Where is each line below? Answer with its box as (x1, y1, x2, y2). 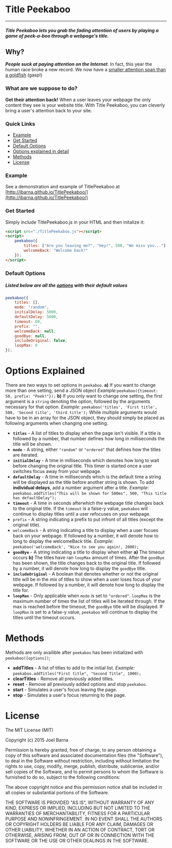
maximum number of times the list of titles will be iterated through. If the (12, 598, 165, 604)
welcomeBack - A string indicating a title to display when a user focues (12, 527, 159, 533)
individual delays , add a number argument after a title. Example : (12, 484, 149, 490)
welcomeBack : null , (14, 328, 56, 334)
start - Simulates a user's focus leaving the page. (12, 686, 118, 693)
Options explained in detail (12, 148, 69, 154)
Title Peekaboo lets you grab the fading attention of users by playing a (5, 27, 159, 33)
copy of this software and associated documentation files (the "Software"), (5, 752, 164, 758)
